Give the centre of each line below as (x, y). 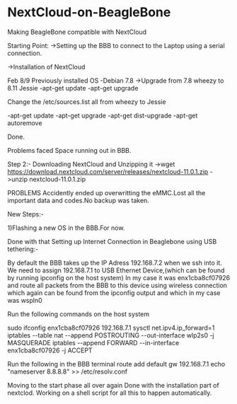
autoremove (25, 123)
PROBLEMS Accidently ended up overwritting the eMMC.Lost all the (106, 192)
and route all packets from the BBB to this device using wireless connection (117, 285)
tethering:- (23, 249)
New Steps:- (25, 214)
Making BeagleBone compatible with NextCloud (77, 32)
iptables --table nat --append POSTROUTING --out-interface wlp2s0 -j (111, 335)
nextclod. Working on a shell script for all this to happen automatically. (110, 393)
